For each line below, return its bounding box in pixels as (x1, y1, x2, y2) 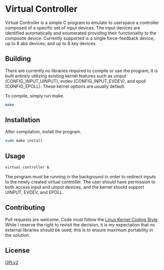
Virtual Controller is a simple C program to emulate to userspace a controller (5, 20, 160, 25)
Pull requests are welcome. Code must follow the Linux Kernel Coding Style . (5, 217, 159, 222)
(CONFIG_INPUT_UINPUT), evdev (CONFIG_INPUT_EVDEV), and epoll (5, 78, 146, 84)
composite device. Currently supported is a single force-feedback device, (5, 35, 155, 41)
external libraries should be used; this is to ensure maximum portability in (5, 227, 153, 233)
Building (5, 55, 31, 63)
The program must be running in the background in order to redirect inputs (5, 174, 156, 179)
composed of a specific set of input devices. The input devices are (5, 25, 140, 30)
